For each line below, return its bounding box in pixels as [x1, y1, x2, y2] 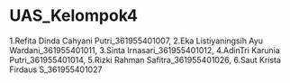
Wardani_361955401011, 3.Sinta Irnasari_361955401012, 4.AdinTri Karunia [9, 44, 281, 55]
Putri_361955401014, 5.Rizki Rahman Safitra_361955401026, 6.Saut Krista [9, 54, 282, 65]
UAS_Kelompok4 [9, 5, 138, 26]
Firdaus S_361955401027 [9, 64, 103, 75]
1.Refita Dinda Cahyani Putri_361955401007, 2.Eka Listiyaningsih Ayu [9, 35, 264, 46]
